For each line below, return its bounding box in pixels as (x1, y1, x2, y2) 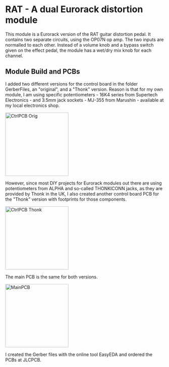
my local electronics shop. (5, 102, 60, 108)
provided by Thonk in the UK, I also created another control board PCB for (5, 191, 159, 197)
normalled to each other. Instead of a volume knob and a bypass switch (5, 42, 154, 48)
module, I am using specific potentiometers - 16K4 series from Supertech (5, 91, 158, 97)
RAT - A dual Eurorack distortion (5, 4, 143, 15)
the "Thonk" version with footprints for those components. (5, 196, 127, 202)
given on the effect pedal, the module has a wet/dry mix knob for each (5, 47, 152, 53)
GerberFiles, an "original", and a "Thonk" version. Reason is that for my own (5, 86, 163, 92)
